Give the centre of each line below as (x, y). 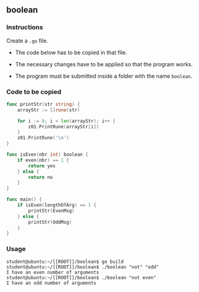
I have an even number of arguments (53, 272)
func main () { (24, 200)
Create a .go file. (27, 40)
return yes (42, 166)
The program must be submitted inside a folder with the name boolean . (104, 76)
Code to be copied (34, 92)
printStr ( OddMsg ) (50, 222)
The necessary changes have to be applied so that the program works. (104, 64)
